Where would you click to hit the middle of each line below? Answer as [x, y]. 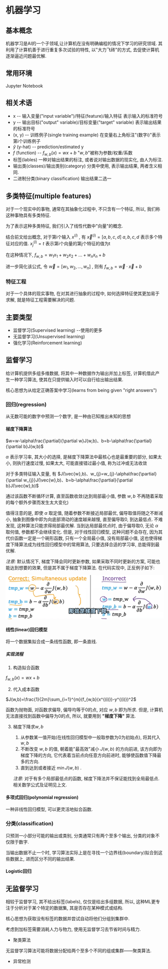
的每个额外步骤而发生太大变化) [37, 503]
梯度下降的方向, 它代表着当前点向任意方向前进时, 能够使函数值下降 [88, 755]
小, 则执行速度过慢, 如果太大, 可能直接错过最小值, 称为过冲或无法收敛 [76, 463]
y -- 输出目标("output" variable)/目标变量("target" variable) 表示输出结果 [87, 122]
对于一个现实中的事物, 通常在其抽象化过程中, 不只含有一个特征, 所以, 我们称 [83, 209]
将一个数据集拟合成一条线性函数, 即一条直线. [51, 642]
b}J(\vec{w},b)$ [22, 486]
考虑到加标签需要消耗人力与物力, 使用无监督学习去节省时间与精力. [73, 929]
